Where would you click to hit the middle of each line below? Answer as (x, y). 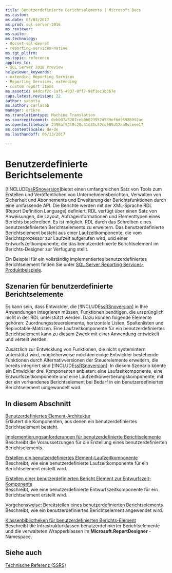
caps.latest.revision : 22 (33, 96)
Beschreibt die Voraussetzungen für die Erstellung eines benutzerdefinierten (86, 442)
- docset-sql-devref (27, 44)
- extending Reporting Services (40, 77)
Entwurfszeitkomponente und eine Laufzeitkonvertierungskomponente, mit (84, 377)
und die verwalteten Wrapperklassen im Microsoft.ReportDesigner (77, 531)
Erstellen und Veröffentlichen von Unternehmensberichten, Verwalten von (83, 195)
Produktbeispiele (23, 270)
